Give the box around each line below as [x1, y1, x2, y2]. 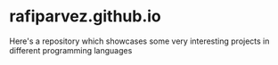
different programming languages [9, 45, 133, 55]
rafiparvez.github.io [9, 6, 162, 27]
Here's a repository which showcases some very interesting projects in [9, 36, 270, 46]
